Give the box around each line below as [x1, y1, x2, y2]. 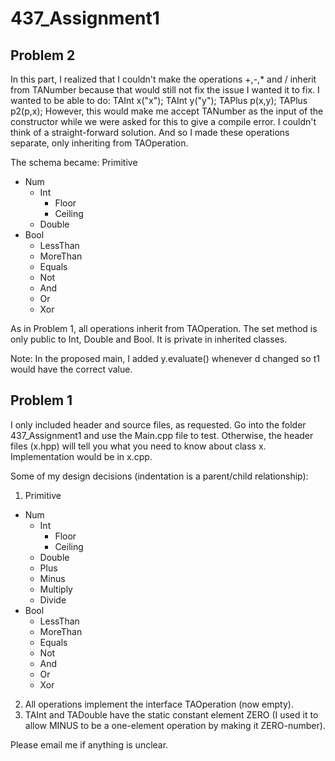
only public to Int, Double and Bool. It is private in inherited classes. [10, 333, 288, 345]
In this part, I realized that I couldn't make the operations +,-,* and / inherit [10, 73, 317, 85]
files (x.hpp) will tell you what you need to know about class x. [10, 440, 267, 452]
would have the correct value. [10, 363, 133, 375]
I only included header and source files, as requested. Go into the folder [10, 418, 307, 431]
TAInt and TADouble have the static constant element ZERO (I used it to [24, 708, 319, 721]
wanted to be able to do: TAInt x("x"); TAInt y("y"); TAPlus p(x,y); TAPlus [10, 95, 308, 106]
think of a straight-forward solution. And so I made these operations [10, 127, 290, 138]
